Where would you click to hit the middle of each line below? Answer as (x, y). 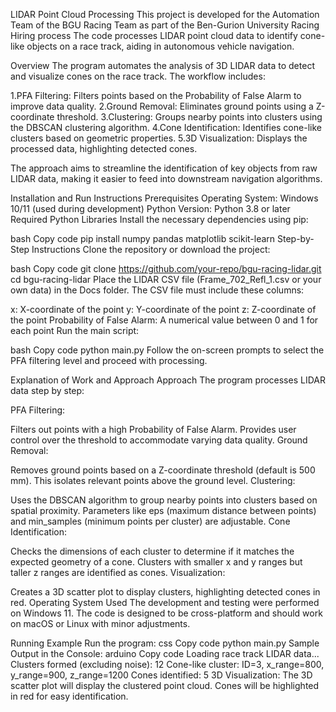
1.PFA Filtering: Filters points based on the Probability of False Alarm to (156, 95)
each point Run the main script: (75, 330)
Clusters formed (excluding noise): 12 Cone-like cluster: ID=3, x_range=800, (167, 664)
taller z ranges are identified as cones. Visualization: (118, 572)
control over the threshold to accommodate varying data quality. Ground (159, 440)
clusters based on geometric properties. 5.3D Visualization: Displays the (159, 138)
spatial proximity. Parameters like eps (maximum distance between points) (163, 510)
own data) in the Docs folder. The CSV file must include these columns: (157, 290)
